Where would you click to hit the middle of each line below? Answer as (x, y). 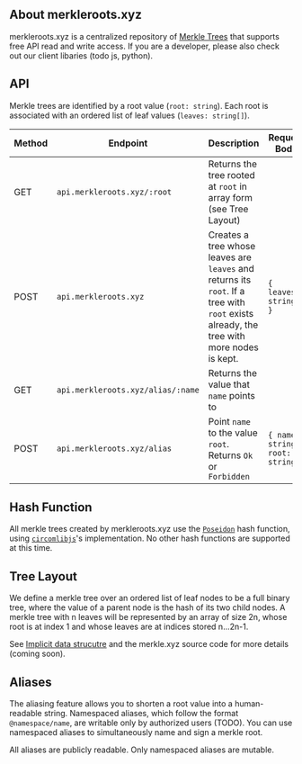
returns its (230, 280)
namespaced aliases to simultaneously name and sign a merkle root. (136, 733)
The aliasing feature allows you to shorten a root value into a (121, 704)
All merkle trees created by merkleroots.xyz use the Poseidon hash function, (150, 529)
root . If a (226, 291)
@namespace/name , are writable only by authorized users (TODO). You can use (151, 723)
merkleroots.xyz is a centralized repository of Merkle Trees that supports (145, 36)
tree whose (232, 246)
